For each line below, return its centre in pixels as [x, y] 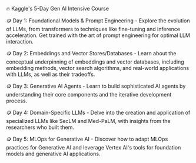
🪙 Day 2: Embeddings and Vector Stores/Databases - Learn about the [91, 53]
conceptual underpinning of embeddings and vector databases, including [95, 62]
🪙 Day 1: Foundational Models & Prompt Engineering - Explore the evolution [98, 21]
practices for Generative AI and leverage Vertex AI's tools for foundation [94, 147]
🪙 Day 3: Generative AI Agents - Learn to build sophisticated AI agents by [96, 86]
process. [17, 101]
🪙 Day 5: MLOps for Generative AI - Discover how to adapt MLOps [87, 139]
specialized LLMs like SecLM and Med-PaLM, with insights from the [88, 121]
